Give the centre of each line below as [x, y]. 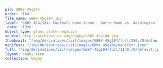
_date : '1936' [19, 27]
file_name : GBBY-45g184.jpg [33, 18]
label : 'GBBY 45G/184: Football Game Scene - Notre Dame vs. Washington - [82, 23]
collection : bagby [24, 58]
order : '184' [18, 14]
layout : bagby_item [25, 54]
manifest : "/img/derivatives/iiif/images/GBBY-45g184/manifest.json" [77, 45]
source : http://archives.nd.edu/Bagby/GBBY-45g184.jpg [62, 36]
